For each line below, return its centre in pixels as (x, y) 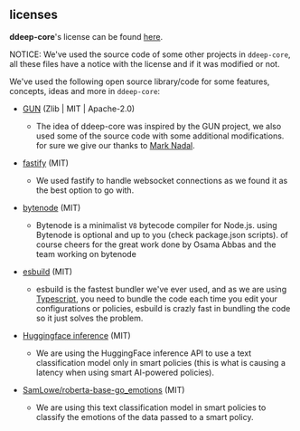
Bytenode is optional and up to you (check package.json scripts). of (162, 235)
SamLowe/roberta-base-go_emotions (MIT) (103, 389)
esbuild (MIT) (47, 272)
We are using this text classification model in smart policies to (151, 407)
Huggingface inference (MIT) (76, 335)
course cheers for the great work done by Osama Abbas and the (156, 244)
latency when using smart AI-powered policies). (125, 372)
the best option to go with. (85, 190)
